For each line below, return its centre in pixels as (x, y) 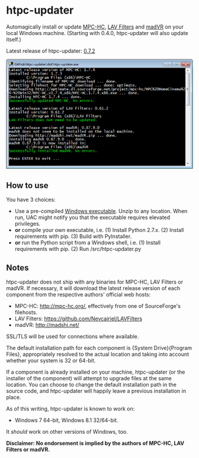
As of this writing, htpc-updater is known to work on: (70, 409)
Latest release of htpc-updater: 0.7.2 (51, 50)
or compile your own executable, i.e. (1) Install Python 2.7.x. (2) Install (99, 230)
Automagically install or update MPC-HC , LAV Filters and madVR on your (95, 27)
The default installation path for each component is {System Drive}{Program (99, 348)
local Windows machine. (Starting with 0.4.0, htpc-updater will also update (97, 33)
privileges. (28, 224)
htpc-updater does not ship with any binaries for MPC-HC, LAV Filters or (95, 282)
